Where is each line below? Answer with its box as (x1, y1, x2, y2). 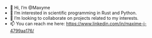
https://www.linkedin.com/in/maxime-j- (66, 21, 147, 27)
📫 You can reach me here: (9, 21, 65, 27)
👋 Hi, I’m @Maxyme (9, 5, 50, 10)
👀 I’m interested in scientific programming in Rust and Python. (9, 10, 137, 16)
